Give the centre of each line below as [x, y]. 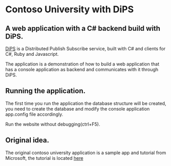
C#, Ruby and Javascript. [32, 54]
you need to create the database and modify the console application [78, 109]
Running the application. [45, 91]
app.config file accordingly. [34, 114]
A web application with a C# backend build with [83, 28]
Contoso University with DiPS [70, 9]
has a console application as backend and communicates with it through [82, 69]
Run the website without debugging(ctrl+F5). [53, 124]
